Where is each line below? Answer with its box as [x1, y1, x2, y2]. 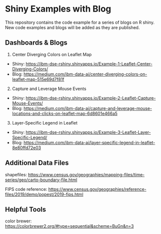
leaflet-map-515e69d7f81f [12, 76, 64, 82]
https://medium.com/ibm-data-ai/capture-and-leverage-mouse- [23, 105, 152, 111]
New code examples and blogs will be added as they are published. [5, 24, 140, 30]
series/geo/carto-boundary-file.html [5, 177, 78, 183]
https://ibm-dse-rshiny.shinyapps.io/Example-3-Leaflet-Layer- [26, 129, 151, 135]
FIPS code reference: [5, 186, 48, 192]
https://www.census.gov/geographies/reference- [48, 186, 146, 192]
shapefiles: [5, 172, 27, 177]
